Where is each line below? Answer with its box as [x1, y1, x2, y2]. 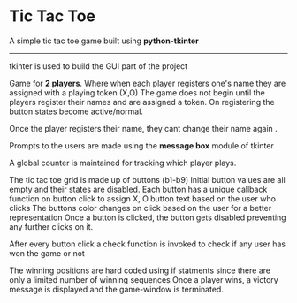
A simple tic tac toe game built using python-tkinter [9, 35, 199, 46]
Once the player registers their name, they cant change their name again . [9, 123, 278, 133]
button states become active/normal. [9, 106, 144, 117]
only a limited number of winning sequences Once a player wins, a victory [9, 274, 278, 284]
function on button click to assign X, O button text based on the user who [9, 193, 277, 204]
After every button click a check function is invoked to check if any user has [9, 239, 286, 249]
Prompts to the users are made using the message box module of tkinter [9, 140, 274, 151]
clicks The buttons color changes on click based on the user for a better [9, 202, 272, 213]
